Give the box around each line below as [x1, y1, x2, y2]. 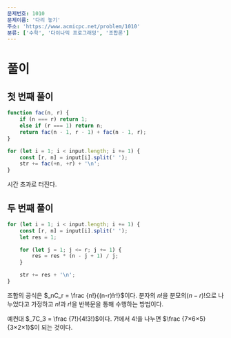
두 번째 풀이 [7, 202, 54, 214]
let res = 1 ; [19, 234, 57, 241]
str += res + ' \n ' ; [19, 272, 76, 279]
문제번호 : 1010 [7, 10, 45, 17]
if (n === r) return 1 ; [19, 116, 88, 123]
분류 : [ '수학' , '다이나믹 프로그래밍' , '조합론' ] [7, 29, 130, 37]
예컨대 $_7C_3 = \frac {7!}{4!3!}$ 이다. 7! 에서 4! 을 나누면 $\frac [7, 315, 181, 323]
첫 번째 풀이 [7, 90, 54, 102]
